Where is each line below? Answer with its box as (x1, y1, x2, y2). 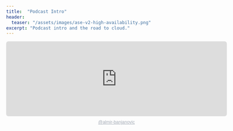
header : (6, 14, 25, 20)
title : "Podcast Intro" (6, 8, 67, 15)
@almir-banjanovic (98, 119, 135, 125)
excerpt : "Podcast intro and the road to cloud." (6, 25, 131, 31)
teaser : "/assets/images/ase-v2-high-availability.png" (11, 19, 151, 25)
